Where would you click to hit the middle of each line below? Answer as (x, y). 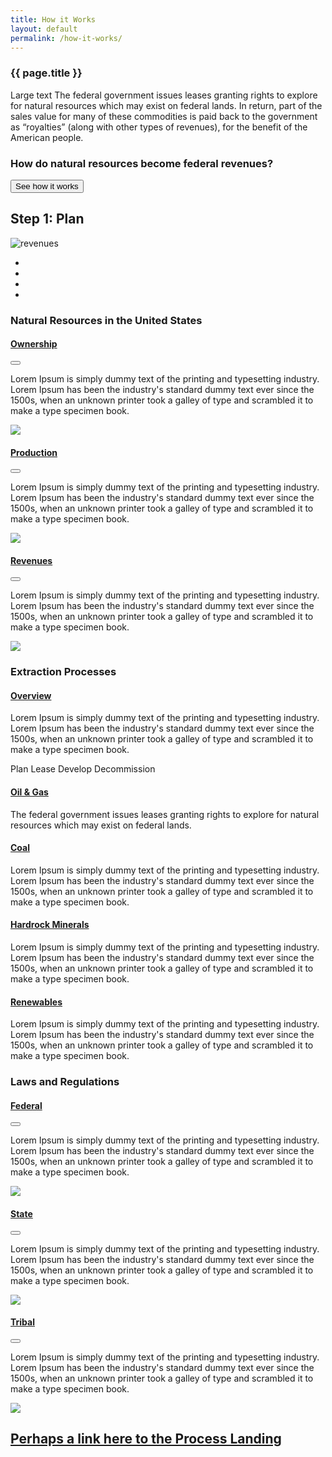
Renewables (36, 1002)
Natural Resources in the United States (106, 320)
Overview (31, 695)
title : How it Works (53, 19)
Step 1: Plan (47, 219)
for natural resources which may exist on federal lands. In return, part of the (166, 105)
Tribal (22, 1322)
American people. (47, 137)
